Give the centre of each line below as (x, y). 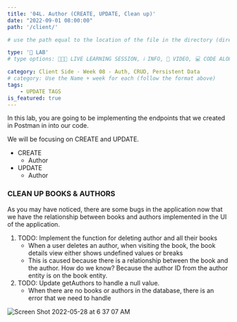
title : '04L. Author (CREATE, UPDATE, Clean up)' (82, 14)
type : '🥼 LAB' (28, 53)
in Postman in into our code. (48, 126)
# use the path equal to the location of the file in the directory (110, 40)
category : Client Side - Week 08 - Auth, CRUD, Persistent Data (104, 72)
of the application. (34, 224)
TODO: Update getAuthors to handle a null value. (89, 282)
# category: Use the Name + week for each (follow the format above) (112, 78)
